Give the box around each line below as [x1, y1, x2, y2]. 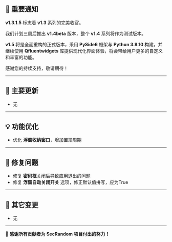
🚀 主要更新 [5, 86, 38, 95]
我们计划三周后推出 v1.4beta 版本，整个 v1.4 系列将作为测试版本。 [5, 30, 146, 36]
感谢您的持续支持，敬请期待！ [5, 65, 68, 71]
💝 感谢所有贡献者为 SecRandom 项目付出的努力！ [5, 231, 110, 237]
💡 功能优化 [5, 122, 39, 131]
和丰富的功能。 [5, 54, 37, 60]
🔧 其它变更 [5, 200, 38, 209]
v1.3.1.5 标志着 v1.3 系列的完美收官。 [5, 20, 83, 26]
